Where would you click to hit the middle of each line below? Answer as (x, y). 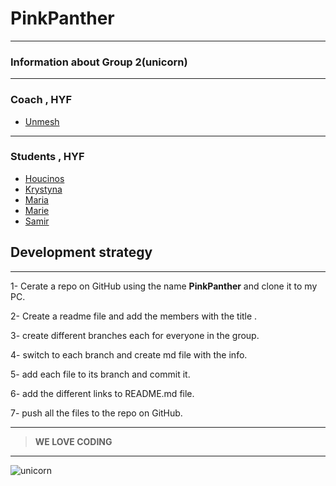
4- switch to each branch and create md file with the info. (129, 354)
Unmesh (42, 121)
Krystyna (43, 189)
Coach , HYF (41, 100)
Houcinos (44, 178)
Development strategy (81, 252)
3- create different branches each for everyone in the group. (135, 335)
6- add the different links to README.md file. (102, 393)
